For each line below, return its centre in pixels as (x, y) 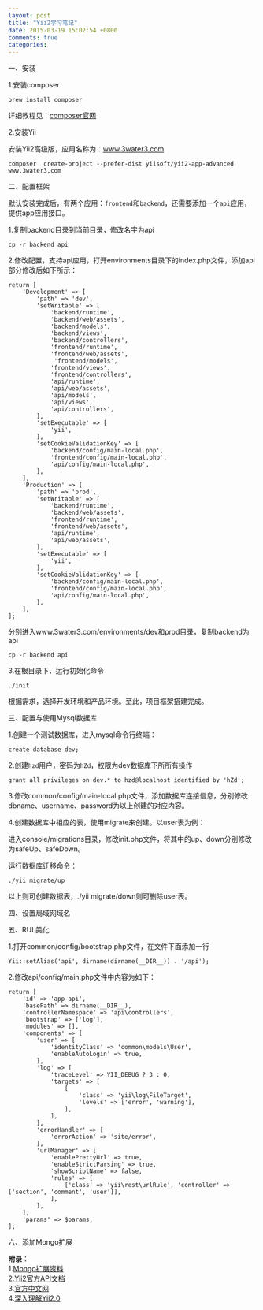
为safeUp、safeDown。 (46, 849)
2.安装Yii (22, 132)
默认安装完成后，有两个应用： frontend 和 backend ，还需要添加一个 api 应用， (130, 203)
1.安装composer (34, 85)
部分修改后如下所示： (43, 270)
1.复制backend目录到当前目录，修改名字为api (81, 230)
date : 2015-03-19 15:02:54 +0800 (63, 30)
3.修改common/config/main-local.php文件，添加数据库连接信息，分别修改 (128, 796)
